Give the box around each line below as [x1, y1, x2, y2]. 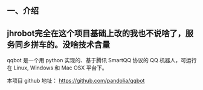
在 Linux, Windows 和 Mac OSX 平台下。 [7, 64, 108, 71]
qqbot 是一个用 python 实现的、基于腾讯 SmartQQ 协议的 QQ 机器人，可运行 [7, 57, 197, 64]
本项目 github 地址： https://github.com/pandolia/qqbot [7, 77, 145, 85]
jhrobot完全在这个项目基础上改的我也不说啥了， [7, 28, 186, 38]
